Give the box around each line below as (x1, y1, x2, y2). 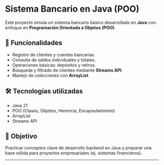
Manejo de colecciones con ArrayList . (12, 72, 90, 78)
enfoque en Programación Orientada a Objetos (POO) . (5, 24, 116, 30)
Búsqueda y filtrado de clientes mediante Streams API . (12, 67, 123, 73)
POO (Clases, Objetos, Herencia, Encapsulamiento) (12, 108, 115, 113)
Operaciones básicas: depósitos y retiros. (12, 62, 96, 68)
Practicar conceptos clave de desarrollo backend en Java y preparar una (5, 145, 152, 151)
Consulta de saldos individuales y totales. (12, 57, 96, 63)
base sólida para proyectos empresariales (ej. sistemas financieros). (5, 150, 143, 156)
